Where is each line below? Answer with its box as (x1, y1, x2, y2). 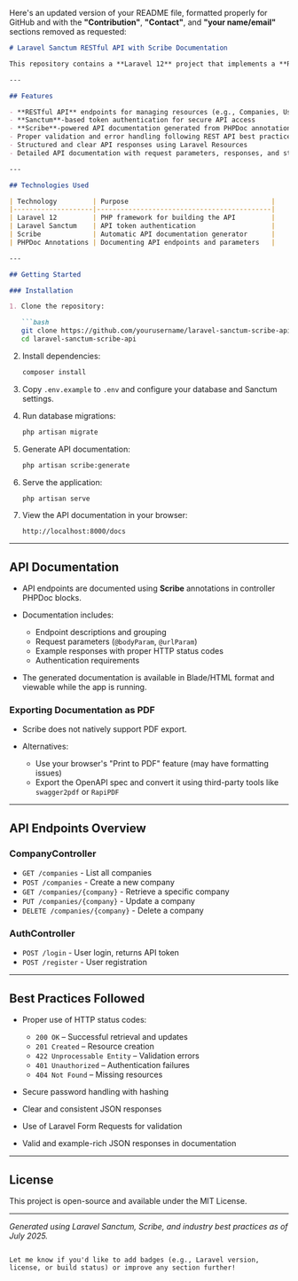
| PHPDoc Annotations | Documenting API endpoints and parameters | (9, 238, 276, 247)
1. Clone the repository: (9, 302, 105, 311)
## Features (9, 91, 53, 100)
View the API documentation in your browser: (21, 510, 188, 521)
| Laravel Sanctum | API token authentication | (9, 222, 276, 231)
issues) (35, 767, 62, 779)
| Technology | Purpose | (9, 197, 276, 206)
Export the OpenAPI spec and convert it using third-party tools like (35, 777, 279, 788)
